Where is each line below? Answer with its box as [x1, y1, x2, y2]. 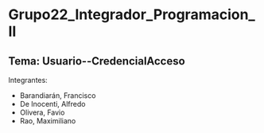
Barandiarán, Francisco [19, 91, 96, 100]
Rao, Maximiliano [19, 116, 76, 125]
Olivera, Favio [19, 108, 65, 117]
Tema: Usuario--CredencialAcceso [8, 54, 185, 68]
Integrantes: [8, 76, 48, 84]
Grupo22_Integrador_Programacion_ [8, 6, 256, 24]
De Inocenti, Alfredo [19, 100, 86, 108]
